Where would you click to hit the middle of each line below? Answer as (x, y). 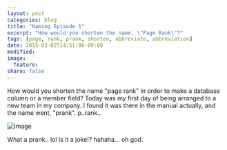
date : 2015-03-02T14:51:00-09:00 (55, 45)
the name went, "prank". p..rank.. (54, 112)
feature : (26, 65)
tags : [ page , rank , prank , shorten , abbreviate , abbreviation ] (100, 39)
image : (17, 58)
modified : (21, 52)
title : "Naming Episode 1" (46, 26)
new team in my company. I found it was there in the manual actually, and (111, 105)
